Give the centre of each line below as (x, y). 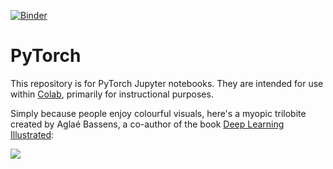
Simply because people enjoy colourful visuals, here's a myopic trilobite (158, 113)
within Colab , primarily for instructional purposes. (112, 94)
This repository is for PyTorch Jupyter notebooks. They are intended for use (167, 83)
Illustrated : (32, 134)
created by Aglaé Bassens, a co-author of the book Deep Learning (147, 124)
